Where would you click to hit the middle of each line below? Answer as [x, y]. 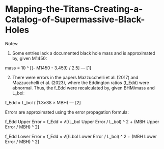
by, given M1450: [29, 58]
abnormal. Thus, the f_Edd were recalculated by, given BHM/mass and [83, 88]
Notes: [12, 43]
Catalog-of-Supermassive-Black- [75, 19]
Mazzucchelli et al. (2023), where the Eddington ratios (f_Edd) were [81, 83]
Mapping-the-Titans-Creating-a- [74, 9]
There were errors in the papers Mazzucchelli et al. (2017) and [75, 77]
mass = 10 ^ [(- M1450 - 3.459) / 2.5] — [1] [48, 68]
